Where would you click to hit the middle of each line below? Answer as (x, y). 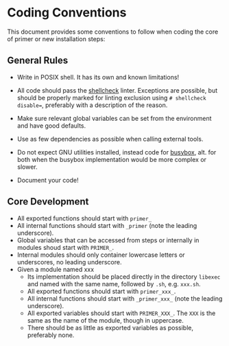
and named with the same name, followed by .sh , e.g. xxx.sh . (114, 284)
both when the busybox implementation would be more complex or (112, 159)
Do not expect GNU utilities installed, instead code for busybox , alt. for (117, 152)
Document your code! (48, 180)
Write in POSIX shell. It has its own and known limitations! (98, 77)
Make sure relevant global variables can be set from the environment (114, 118)
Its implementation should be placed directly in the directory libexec (124, 277)
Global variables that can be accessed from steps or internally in (108, 240)
